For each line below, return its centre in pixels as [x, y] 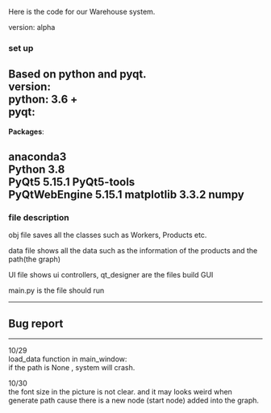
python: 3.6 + [43, 100]
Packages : [26, 131]
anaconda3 [38, 157]
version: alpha [32, 27]
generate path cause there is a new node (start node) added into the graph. [134, 400]
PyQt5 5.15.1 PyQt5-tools [72, 182]
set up [21, 48]
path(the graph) [35, 259]
